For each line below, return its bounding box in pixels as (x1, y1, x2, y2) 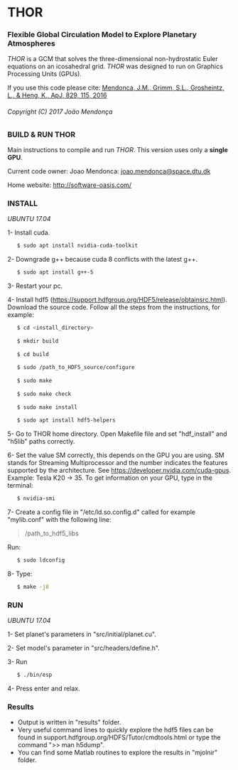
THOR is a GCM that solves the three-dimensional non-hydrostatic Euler (7, 55, 218, 63)
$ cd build (16, 351, 50, 358)
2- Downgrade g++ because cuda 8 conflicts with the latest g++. (7, 255, 198, 264)
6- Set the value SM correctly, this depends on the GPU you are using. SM (7, 451, 225, 459)
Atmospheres (7, 38, 55, 48)
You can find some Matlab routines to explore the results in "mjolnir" (17, 748, 218, 757)
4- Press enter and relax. (7, 684, 80, 693)
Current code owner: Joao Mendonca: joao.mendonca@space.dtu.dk (7, 167, 211, 176)
